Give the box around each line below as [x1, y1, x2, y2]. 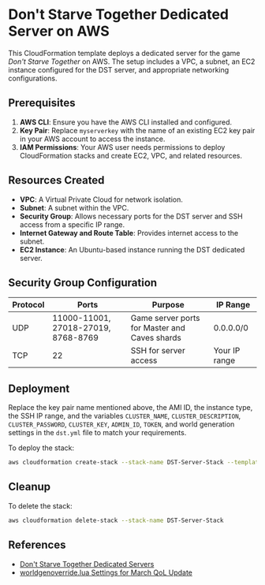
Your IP [213, 345, 241, 356]
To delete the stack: [8, 501, 73, 510]
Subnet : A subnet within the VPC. [19, 203, 129, 212]
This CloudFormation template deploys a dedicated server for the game [8, 48, 241, 58]
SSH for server [130, 345, 185, 356]
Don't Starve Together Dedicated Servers [19, 559, 155, 568]
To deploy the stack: [8, 443, 75, 453]
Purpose [151, 300, 185, 311]
